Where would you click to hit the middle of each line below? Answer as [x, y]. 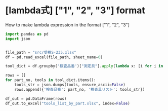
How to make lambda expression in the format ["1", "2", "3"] [68, 25]
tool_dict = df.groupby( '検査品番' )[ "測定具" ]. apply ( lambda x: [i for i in [84, 66]
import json [18, 39]
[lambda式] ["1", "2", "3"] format [75, 10]
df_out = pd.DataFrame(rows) [36, 99]
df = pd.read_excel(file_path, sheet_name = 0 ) [54, 57]
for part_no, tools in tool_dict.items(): [51, 80]
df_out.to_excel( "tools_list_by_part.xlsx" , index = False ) [68, 103]
